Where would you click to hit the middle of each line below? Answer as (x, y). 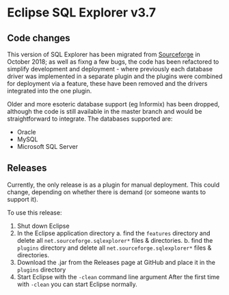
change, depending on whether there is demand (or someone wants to (107, 192)
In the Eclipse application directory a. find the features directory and (113, 233)
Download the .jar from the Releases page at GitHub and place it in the (116, 262)
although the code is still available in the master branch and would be (105, 111)
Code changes (39, 38)
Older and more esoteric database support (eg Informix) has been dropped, (113, 104)
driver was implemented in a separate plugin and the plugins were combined (115, 76)
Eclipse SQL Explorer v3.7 (82, 13)
